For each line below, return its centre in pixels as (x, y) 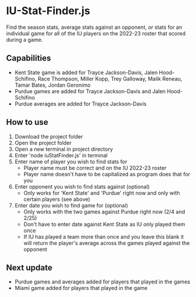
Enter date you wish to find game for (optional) (71, 205)
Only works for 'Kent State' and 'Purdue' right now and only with (102, 193)
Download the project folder (49, 136)
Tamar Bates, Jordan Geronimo (53, 85)
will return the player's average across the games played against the (107, 243)
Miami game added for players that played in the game (81, 288)
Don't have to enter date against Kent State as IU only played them (104, 224)
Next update (29, 267)
